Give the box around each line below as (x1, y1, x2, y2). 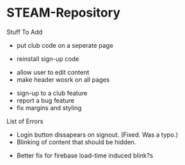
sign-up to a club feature (16, 89, 88, 97)
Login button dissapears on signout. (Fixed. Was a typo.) (16, 130, 178, 139)
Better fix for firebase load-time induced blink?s (16, 151, 154, 159)
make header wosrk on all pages (16, 75, 110, 84)
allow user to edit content (16, 68, 89, 76)
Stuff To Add (6, 28, 43, 36)
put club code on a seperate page (16, 41, 114, 49)
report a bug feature (16, 96, 75, 105)
